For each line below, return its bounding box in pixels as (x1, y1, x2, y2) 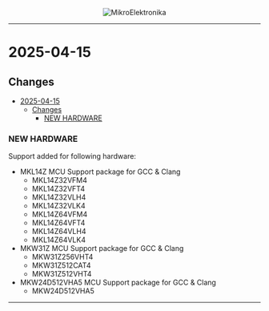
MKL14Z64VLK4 (31, 235, 86, 244)
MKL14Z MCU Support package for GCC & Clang (19, 167, 181, 176)
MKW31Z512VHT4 (31, 269, 92, 279)
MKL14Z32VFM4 (31, 176, 88, 185)
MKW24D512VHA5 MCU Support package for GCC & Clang (19, 277, 216, 288)
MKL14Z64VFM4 (31, 209, 88, 220)
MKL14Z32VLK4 (31, 201, 86, 211)
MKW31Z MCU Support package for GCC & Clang (19, 244, 184, 253)
